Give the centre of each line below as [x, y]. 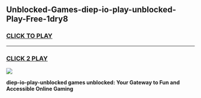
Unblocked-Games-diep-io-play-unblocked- [91, 10]
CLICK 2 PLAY [27, 58]
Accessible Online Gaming [40, 88]
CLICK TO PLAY [29, 36]
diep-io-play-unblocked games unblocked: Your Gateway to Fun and [93, 82]
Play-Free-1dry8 [37, 19]
